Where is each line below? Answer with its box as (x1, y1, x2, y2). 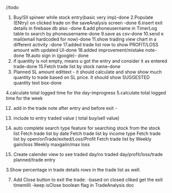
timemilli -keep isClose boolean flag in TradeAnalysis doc (13, 182, 135, 188)
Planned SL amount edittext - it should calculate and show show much (13, 69, 162, 75)
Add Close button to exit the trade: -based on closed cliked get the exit (13, 177, 163, 183)
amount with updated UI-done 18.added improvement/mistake (13, 47, 144, 53)
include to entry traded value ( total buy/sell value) (13, 115, 120, 121)
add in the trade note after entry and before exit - (13, 105, 117, 111)
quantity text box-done (13, 80, 62, 86)
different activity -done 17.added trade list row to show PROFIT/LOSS (13, 42, 159, 48)
